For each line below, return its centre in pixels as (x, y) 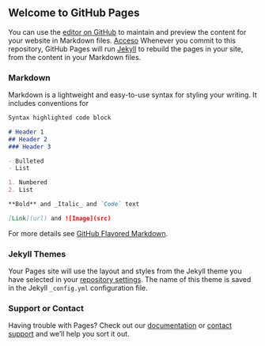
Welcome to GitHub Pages (74, 13)
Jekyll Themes (37, 254)
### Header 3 (30, 147)
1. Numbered (28, 182)
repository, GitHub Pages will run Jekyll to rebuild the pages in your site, (126, 49)
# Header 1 (26, 132)
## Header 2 (28, 139)
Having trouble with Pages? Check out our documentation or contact (120, 325)
